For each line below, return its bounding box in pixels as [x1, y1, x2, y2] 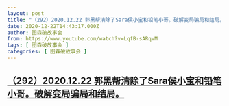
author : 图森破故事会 [7, 29, 63, 36]
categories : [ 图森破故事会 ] [7, 49, 87, 55]
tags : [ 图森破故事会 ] [7, 42, 69, 49]
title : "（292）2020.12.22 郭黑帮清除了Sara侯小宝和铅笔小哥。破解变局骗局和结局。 [7, 16, 225, 23]
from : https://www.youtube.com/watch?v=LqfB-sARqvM [7, 36, 158, 42]
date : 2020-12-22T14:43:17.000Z [7, 23, 99, 29]
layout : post [7, 10, 45, 17]
